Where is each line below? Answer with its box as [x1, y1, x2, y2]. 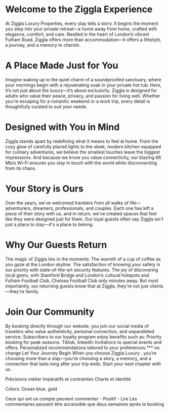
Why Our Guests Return [5, 239, 107, 250]
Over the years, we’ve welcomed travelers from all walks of [5, 200, 129, 206]
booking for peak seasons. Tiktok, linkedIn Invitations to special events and [5, 339, 162, 345]
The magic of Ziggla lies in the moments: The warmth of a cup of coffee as [5, 256, 161, 262]
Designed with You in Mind [5, 121, 120, 133]
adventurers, [5, 205, 32, 211]
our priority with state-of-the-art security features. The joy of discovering [5, 267, 158, 273]
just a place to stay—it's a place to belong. [5, 221, 94, 227]
